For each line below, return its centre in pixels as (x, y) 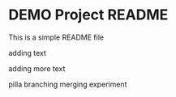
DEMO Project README (88, 15)
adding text (27, 53)
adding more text (37, 68)
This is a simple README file (56, 37)
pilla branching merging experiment (68, 84)
